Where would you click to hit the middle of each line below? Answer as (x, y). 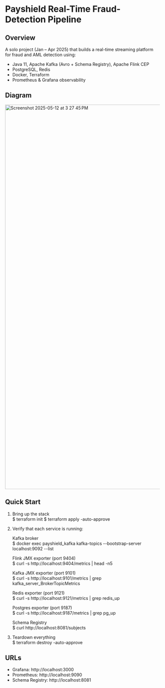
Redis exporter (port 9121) (38, 593)
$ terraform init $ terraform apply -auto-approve (61, 519)
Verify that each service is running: (48, 529)
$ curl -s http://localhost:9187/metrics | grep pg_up (64, 613)
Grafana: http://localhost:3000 (43, 670)
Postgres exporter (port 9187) (42, 608)
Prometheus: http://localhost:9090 (47, 675)
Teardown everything (34, 637)
